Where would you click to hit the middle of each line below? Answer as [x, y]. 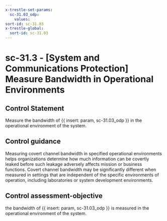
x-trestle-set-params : [29, 10]
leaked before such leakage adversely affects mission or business [74, 164]
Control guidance [33, 142]
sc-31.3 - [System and [53, 58]
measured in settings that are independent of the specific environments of [82, 175]
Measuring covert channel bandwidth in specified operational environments [84, 153]
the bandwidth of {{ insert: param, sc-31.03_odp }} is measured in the [77, 208]
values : [22, 19]
